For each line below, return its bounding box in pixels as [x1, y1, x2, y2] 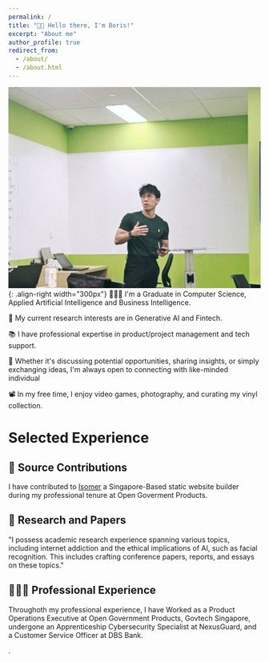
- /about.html [15, 64, 62, 72]
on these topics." [8, 560, 64, 570]
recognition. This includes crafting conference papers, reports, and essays [8, 552, 255, 561]
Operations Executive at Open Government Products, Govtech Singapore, [8, 613, 251, 623]
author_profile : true [8, 38, 81, 46]
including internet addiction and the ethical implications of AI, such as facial [8, 543, 258, 552]
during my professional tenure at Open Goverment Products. [8, 490, 208, 500]
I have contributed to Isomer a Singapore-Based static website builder [8, 481, 239, 491]
